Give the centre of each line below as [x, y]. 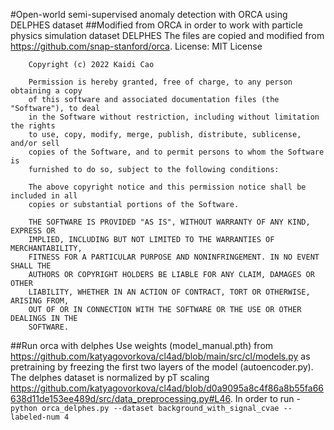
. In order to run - [265, 398]
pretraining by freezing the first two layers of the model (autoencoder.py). [162, 367]
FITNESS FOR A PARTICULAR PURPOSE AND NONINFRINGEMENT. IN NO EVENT [174, 257]
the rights [33, 126]
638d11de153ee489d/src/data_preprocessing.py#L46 [120, 398]
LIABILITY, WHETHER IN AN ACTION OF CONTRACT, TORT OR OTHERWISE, [169, 292]
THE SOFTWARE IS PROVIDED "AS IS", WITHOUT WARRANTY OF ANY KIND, [169, 222]
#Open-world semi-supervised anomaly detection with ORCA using [149, 14]
